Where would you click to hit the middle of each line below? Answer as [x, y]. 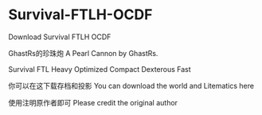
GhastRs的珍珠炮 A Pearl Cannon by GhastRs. [83, 53]
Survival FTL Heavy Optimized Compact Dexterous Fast [100, 69]
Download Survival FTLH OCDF [60, 37]
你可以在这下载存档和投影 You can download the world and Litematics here [131, 85]
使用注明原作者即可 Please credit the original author [93, 102]
